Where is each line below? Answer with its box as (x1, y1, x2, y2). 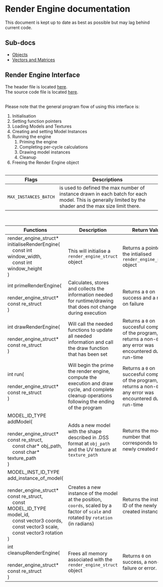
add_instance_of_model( (7, 475, 64, 482)
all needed (67, 332, 92, 339)
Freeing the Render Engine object (12, 159, 79, 165)
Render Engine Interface (5, 71, 80, 79)
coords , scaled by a (67, 502, 112, 509)
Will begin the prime (67, 362, 114, 368)
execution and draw (67, 380, 113, 387)
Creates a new (67, 483, 101, 490)
